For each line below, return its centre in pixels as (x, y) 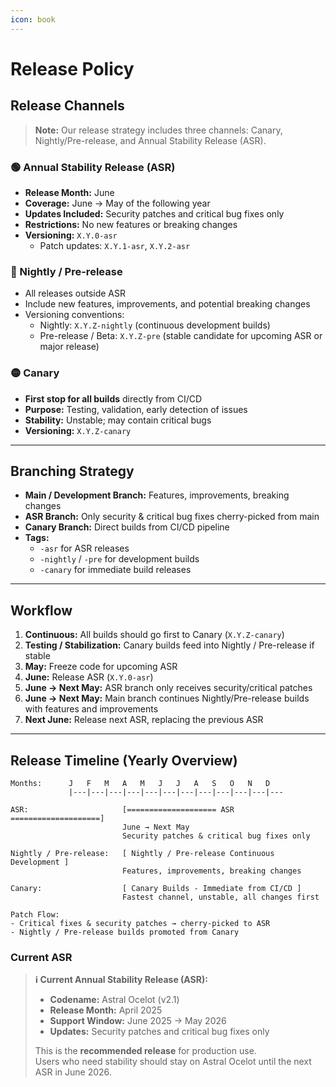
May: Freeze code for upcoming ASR (101, 667)
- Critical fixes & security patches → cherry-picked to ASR (140, 923)
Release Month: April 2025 (106, 1010)
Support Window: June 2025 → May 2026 (138, 1021)
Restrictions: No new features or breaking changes (131, 224)
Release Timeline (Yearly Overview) (124, 760)
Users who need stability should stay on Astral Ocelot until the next (173, 1062)
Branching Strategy (72, 471)
